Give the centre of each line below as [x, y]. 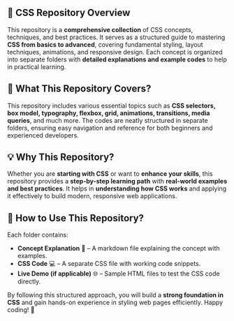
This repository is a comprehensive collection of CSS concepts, [100, 29]
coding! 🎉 [21, 310]
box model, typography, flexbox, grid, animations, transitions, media [109, 113]
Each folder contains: [38, 235]
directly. [29, 282]
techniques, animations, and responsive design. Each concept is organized [115, 52]
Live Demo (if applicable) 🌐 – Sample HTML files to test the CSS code [118, 274]
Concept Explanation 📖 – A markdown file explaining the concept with [118, 248]
